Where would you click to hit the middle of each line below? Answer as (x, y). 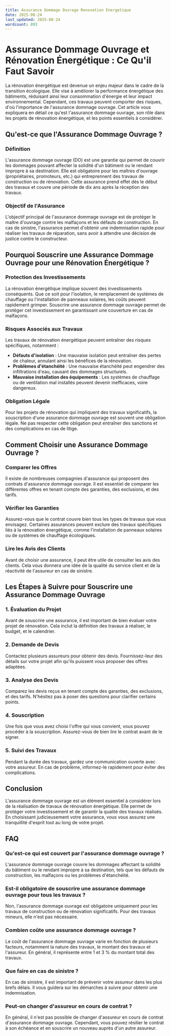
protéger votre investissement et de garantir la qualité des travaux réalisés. (84, 812)
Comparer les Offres (31, 467)
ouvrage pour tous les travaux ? (45, 895)
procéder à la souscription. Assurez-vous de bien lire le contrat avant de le (84, 732)
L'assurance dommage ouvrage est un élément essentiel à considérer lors (83, 801)
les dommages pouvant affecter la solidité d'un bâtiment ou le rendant (79, 165)
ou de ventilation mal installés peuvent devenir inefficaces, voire (80, 383)
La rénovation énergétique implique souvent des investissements (74, 288)
